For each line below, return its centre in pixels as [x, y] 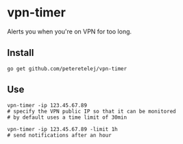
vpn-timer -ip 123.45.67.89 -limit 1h [62, 129]
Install [21, 53]
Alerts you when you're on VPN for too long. [70, 31]
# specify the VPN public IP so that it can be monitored [91, 111]
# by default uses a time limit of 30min [67, 117]
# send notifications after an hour [59, 135]
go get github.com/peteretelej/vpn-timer [67, 69]
